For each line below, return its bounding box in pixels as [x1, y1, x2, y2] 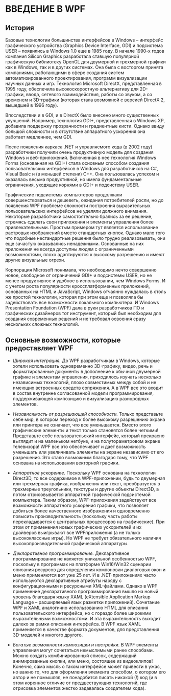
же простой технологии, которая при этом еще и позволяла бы [5, 294, 144, 300]
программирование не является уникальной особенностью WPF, [12, 555, 157, 562]
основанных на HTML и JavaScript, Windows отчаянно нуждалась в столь [5, 288, 166, 295]
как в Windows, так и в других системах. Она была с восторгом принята [5, 64, 163, 70]
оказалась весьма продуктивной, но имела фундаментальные [5, 176, 142, 182]
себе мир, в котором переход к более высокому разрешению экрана [12, 416, 165, 422]
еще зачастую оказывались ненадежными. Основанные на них [5, 241, 144, 246]
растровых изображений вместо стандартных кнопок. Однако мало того [5, 230, 165, 236]
